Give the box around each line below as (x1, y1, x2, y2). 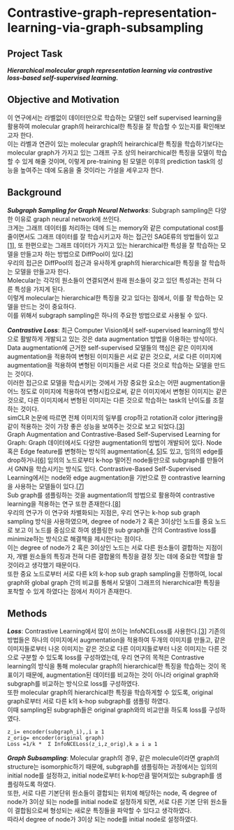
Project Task (7, 48, 63, 59)
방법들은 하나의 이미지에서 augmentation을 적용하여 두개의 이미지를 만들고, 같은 (7, 635, 226, 645)
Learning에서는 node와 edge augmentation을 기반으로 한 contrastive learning (7, 473, 226, 481)
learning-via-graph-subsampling (7, 20, 204, 36)
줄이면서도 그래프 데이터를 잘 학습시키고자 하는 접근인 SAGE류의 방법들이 (7, 232, 206, 241)
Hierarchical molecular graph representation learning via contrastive (7, 66, 213, 74)
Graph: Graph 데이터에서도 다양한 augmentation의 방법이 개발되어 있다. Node (7, 438, 222, 446)
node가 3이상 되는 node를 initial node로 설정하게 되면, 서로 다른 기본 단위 (7, 798, 209, 806)
